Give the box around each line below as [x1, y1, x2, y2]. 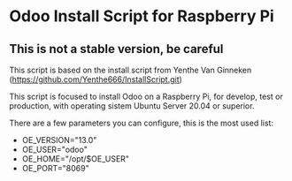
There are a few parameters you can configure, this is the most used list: [9, 117, 274, 128]
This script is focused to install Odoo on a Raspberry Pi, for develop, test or [9, 91, 283, 102]
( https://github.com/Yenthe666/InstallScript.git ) [9, 74, 183, 85]
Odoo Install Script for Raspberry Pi [9, 6, 274, 26]
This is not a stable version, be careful [9, 41, 224, 57]
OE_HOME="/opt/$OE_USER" [21, 154, 130, 164]
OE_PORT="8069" [21, 163, 90, 173]
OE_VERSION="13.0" [21, 135, 97, 145]
